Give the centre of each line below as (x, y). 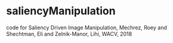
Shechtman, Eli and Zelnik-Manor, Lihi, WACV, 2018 (69, 33)
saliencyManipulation (61, 11)
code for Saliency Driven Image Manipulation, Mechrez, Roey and (86, 27)
